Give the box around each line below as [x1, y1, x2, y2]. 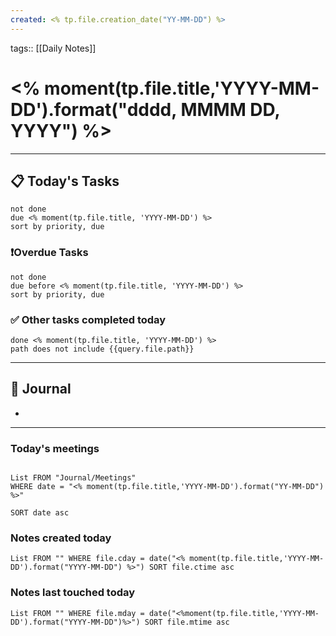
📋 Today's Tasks [10, 172, 120, 190]
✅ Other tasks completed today [10, 312, 167, 326]
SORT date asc [10, 508, 70, 518]
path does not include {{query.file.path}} [10, 344, 195, 354]
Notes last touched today [10, 586, 136, 600]
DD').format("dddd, [10, 98, 177, 121]
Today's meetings [10, 441, 100, 455]
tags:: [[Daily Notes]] [10, 42, 97, 54]
